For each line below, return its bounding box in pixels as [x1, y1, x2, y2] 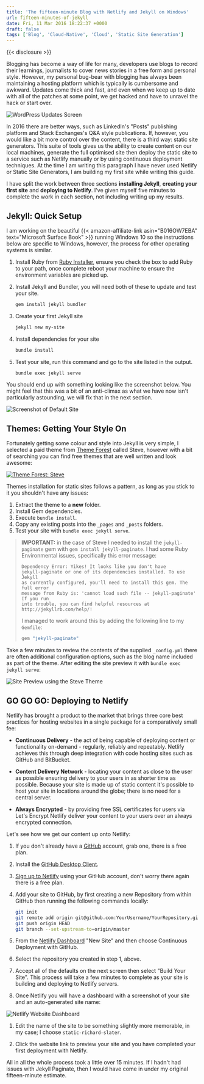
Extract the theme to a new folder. [15, 501, 101, 509]
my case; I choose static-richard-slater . [15, 1028, 122, 1036]
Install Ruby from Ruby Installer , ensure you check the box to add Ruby [15, 258, 193, 266]
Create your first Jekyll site [15, 312, 83, 319]
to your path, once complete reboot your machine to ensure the [15, 264, 175, 272]
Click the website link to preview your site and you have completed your [15, 1041, 196, 1048]
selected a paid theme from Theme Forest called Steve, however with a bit [6, 446, 193, 454]
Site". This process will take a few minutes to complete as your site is [15, 973, 189, 981]
